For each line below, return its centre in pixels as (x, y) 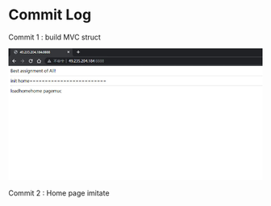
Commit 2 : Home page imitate (59, 193)
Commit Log (50, 15)
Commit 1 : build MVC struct (54, 37)
